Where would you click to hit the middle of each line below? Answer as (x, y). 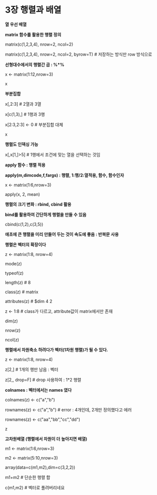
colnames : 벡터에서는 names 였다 (38, 390)
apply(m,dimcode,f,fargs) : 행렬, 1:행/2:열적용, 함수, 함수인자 (64, 175)
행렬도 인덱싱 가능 (22, 144)
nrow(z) (13, 330)
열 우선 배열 (16, 24)
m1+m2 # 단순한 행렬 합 (28, 477)
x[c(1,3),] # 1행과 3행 (25, 114)
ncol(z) (12, 339)
